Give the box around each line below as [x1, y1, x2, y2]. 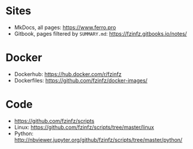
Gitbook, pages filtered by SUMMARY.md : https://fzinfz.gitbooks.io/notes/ [14, 30, 187, 37]
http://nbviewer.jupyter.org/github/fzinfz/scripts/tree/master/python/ [14, 136, 183, 143]
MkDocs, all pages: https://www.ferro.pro [14, 24, 117, 31]
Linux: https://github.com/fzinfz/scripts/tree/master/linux [14, 123, 154, 131]
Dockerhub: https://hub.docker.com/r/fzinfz [14, 70, 122, 78]
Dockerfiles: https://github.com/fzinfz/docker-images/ [14, 77, 148, 84]
